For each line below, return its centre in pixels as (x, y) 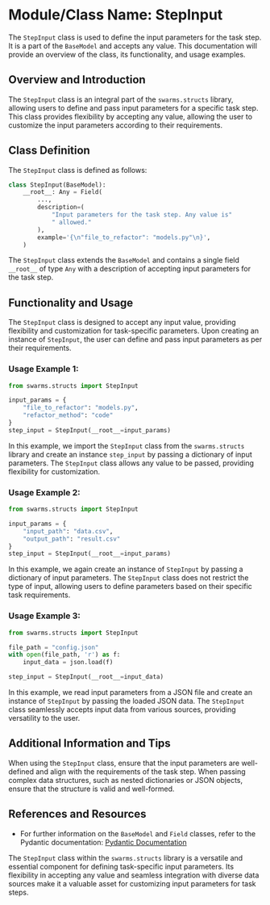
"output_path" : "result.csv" (72, 539)
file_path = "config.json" (54, 647)
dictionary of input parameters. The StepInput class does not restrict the (129, 578)
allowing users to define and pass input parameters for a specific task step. (133, 107)
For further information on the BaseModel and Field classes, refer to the (138, 833)
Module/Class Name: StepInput (116, 15)
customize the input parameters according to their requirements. (116, 125)
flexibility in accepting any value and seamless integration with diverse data (134, 875)
